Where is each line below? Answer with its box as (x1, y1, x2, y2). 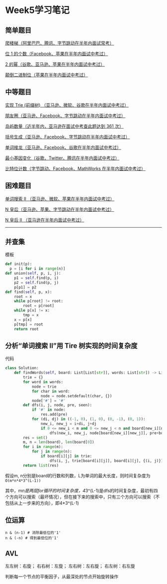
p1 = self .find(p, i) (14, 276, 59, 281)
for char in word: (31, 389, 70, 394)
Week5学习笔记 (5, 4, 70, 16)
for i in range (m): (23, 444, 64, 449)
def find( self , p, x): (5, 290, 52, 294)
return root (14, 326, 39, 331)
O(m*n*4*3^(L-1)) (5, 478, 41, 483)
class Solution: (5, 366, 39, 371)
